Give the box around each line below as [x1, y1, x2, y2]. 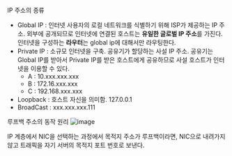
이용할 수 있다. [30, 65, 70, 72]
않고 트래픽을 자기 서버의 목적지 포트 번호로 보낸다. [7, 141, 145, 149]
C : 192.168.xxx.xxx [27, 87, 83, 95]
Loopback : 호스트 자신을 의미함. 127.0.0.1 [17, 95, 132, 103]
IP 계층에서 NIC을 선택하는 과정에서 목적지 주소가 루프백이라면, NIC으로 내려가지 [7, 132, 226, 141]
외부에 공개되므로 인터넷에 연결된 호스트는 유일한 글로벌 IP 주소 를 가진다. [26, 30, 223, 38]
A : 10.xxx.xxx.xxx [27, 72, 79, 80]
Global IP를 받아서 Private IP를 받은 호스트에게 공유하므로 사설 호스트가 [17, 56, 212, 64]
